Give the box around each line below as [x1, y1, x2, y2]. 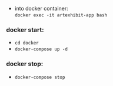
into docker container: [14, 5, 69, 12]
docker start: [6, 26, 44, 34]
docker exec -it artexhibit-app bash [14, 12, 108, 18]
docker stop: [6, 60, 44, 68]
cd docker [14, 40, 39, 46]
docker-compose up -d [14, 46, 68, 52]
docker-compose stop [14, 74, 65, 80]
